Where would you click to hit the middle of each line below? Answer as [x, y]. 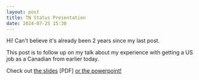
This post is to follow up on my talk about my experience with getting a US [100, 53]
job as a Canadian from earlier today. [53, 59]
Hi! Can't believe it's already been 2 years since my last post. [83, 41]
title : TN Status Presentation [46, 18]
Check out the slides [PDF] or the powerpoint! [64, 71]
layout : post [23, 12]
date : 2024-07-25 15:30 [37, 23]
